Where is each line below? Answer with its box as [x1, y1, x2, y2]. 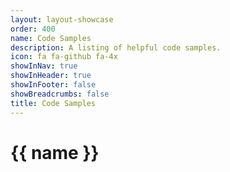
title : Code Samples [10, 98, 97, 108]
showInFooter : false [10, 80, 97, 90]
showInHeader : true [10, 71, 92, 81]
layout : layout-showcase [10, 14, 114, 25]
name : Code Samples [10, 33, 92, 43]
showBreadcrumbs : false [10, 89, 110, 99]
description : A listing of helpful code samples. [10, 42, 222, 53]
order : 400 [10, 24, 56, 34]
